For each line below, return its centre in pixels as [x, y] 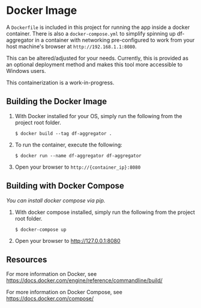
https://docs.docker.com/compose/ [50, 298]
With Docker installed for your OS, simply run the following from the [98, 116]
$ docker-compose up [40, 230]
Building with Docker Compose [65, 186]
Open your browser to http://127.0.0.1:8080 [68, 240]
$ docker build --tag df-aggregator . [63, 133]
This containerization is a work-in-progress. [60, 83]
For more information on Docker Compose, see [64, 292]
